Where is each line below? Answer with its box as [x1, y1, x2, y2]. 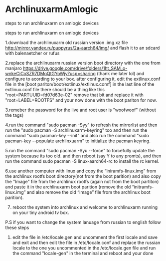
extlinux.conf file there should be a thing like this [5, 86, 105, 92]
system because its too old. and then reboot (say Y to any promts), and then [5, 153, 162, 159]
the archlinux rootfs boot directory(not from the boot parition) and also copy [5, 173, 161, 179]
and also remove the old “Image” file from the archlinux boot [26, 189, 151, 195]
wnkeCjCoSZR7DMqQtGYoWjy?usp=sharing [5, 70, 96, 76]
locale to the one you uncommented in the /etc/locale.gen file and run [12, 244, 156, 251]
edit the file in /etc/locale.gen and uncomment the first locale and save [12, 234, 158, 240]
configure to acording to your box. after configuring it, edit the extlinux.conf [5, 76, 161, 82]
